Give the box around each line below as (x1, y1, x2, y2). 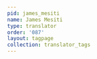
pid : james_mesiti (7, 9, 60, 17)
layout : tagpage (7, 35, 54, 42)
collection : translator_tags (7, 41, 91, 48)
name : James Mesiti (7, 16, 63, 23)
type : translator (7, 22, 57, 29)
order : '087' (7, 28, 45, 36)
